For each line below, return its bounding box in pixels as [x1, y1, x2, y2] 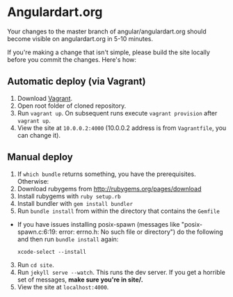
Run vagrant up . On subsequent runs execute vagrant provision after [17, 109, 218, 117]
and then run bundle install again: [17, 234, 119, 243]
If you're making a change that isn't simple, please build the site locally [7, 48, 211, 56]
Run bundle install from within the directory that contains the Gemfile [17, 207, 220, 215]
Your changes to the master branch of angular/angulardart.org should [7, 27, 207, 35]
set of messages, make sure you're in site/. [17, 275, 144, 284]
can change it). [17, 131, 61, 139]
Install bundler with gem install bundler [17, 199, 134, 207]
